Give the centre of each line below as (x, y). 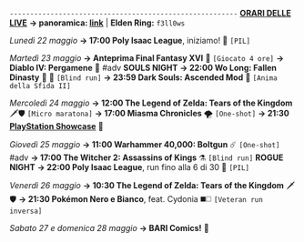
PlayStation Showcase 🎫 (57, 126)
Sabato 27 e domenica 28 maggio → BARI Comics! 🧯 (109, 228)
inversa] (26, 211)
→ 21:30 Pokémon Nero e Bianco (81, 199)
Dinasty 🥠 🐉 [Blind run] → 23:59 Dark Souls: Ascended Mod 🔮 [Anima (143, 77)
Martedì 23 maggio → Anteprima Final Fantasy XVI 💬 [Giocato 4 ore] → (147, 58)
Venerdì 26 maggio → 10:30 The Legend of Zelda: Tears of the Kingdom (147, 185)
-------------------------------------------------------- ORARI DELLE (150, 13)
